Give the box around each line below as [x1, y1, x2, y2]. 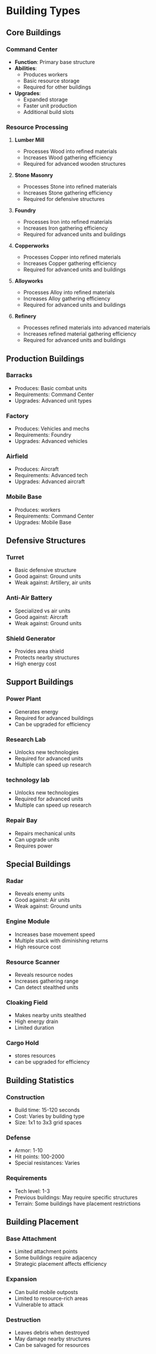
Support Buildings [6, 677, 74, 687]
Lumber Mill [14, 136, 45, 143]
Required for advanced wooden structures [23, 160, 126, 167]
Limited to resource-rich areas [14, 1295, 89, 1302]
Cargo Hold [6, 1039, 39, 1047]
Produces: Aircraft [14, 465, 59, 472]
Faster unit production [23, 102, 77, 109]
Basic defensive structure [14, 567, 77, 574]
